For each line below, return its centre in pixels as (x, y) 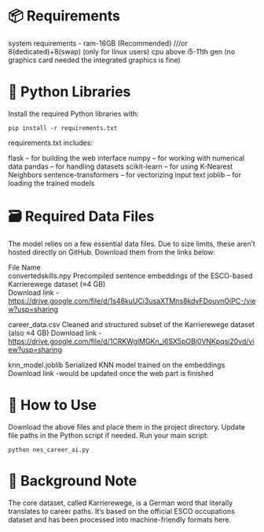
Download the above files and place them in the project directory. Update (127, 426)
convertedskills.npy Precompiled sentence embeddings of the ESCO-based (130, 275)
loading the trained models (51, 183)
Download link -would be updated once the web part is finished (111, 373)
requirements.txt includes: (50, 143)
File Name (24, 267)
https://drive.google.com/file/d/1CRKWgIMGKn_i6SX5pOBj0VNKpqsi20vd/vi (131, 341)
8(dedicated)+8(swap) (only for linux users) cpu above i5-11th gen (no (122, 51)
